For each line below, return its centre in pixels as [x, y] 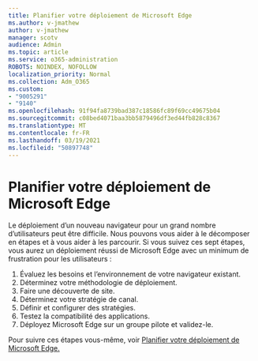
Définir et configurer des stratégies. [78, 308]
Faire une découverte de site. [67, 291]
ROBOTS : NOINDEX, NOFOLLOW [52, 67]
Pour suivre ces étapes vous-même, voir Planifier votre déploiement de [124, 340]
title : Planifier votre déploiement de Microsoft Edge [100, 15]
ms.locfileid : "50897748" [50, 148]
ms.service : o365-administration [63, 60]
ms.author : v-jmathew [44, 23]
